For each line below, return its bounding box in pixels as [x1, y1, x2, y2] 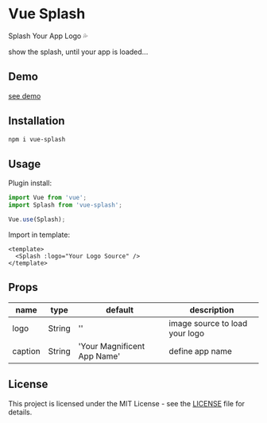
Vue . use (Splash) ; [8, 215, 66, 223]
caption [12, 345, 41, 356]
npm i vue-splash [8, 135, 66, 143]
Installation [8, 114, 65, 128]
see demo [8, 91, 41, 100]
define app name [168, 345, 232, 356]
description [189, 304, 234, 315]
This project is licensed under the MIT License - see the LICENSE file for [8, 398, 245, 408]
